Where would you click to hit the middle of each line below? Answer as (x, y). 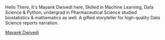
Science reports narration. (32, 23)
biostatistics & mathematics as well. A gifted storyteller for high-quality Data (82, 18)
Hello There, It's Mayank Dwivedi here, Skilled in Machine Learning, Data (79, 7)
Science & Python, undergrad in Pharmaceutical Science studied (71, 12)
